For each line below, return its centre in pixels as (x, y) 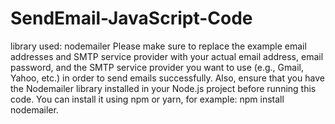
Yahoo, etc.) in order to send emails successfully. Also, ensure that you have (167, 78)
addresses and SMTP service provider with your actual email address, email (167, 56)
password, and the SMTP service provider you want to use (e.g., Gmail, (157, 67)
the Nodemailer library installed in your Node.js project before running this (163, 88)
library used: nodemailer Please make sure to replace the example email (158, 46)
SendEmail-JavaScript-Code (131, 18)
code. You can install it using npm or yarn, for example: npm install (147, 99)
